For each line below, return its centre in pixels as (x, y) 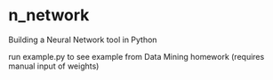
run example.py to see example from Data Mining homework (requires (136, 56)
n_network (49, 15)
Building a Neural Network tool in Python (83, 40)
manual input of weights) (54, 66)
